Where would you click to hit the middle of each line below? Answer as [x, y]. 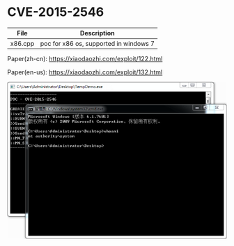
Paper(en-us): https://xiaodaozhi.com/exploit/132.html [85, 72]
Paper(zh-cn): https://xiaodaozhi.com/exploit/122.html [85, 59]
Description [97, 33]
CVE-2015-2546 [56, 12]
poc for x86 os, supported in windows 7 [97, 43]
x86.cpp [22, 43]
